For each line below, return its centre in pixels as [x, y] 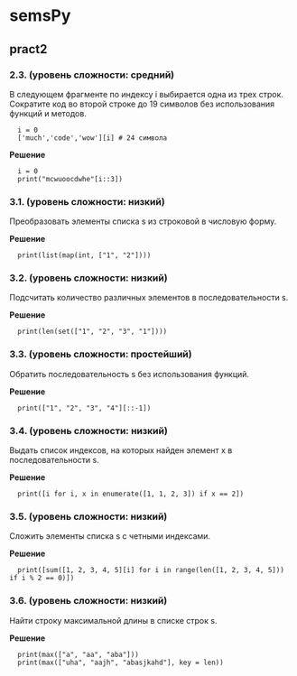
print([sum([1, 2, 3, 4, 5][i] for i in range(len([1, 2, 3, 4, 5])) [151, 570]
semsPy [40, 16]
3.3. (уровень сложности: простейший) [101, 355]
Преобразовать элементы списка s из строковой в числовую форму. [143, 221]
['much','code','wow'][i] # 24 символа [93, 138]
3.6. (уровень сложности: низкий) [88, 601]
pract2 [28, 49]
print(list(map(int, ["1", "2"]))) [84, 255]
